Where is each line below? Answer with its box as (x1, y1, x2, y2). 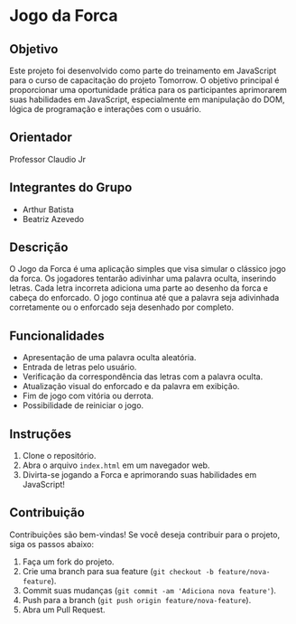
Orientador (9, 130, 72, 145)
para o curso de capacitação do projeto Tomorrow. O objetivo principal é (9, 75, 280, 86)
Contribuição (9, 505, 86, 520)
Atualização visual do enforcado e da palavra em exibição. (22, 381, 240, 392)
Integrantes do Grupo (9, 180, 133, 195)
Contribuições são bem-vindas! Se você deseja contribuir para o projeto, (9, 529, 281, 540)
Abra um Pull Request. (22, 604, 106, 615)
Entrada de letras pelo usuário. (22, 362, 137, 373)
